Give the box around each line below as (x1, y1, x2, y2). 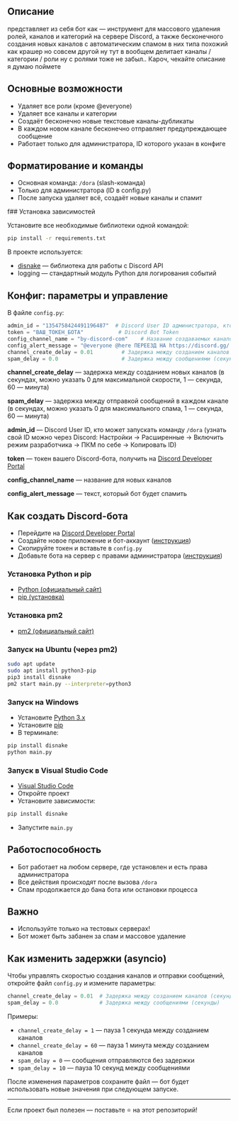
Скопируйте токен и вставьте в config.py (17, 544, 142, 553)
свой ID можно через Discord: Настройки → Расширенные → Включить (7, 433, 225, 442)
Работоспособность (7, 844, 101, 856)
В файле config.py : (7, 309, 64, 317)
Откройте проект (17, 789, 69, 797)
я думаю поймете (7, 62, 62, 70)
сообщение (17, 131, 53, 140)
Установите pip (17, 720, 64, 729)
